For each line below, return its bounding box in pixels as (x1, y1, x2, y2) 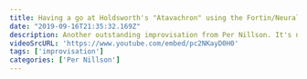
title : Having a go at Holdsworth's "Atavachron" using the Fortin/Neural (9, 13, 301, 23)
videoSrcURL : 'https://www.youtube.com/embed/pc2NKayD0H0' (9, 38, 239, 48)
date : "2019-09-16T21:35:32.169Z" (9, 22, 142, 31)
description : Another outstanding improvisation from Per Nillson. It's (9, 30, 292, 39)
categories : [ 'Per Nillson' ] (9, 55, 121, 64)
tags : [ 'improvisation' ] (9, 47, 104, 56)
